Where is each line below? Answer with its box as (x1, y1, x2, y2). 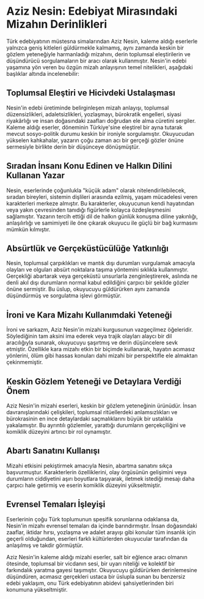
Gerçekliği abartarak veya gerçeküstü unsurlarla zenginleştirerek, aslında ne (6, 272, 198, 280)
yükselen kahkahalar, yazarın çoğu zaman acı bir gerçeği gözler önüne (6, 136, 184, 144)
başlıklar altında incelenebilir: (6, 70, 79, 77)
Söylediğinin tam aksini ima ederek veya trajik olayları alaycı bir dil (6, 332, 172, 340)
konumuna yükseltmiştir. (6, 586, 68, 593)
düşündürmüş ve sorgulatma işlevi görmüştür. (6, 292, 122, 299)
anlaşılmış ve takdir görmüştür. (6, 541, 84, 549)
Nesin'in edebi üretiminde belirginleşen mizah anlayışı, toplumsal (6, 104, 169, 111)
